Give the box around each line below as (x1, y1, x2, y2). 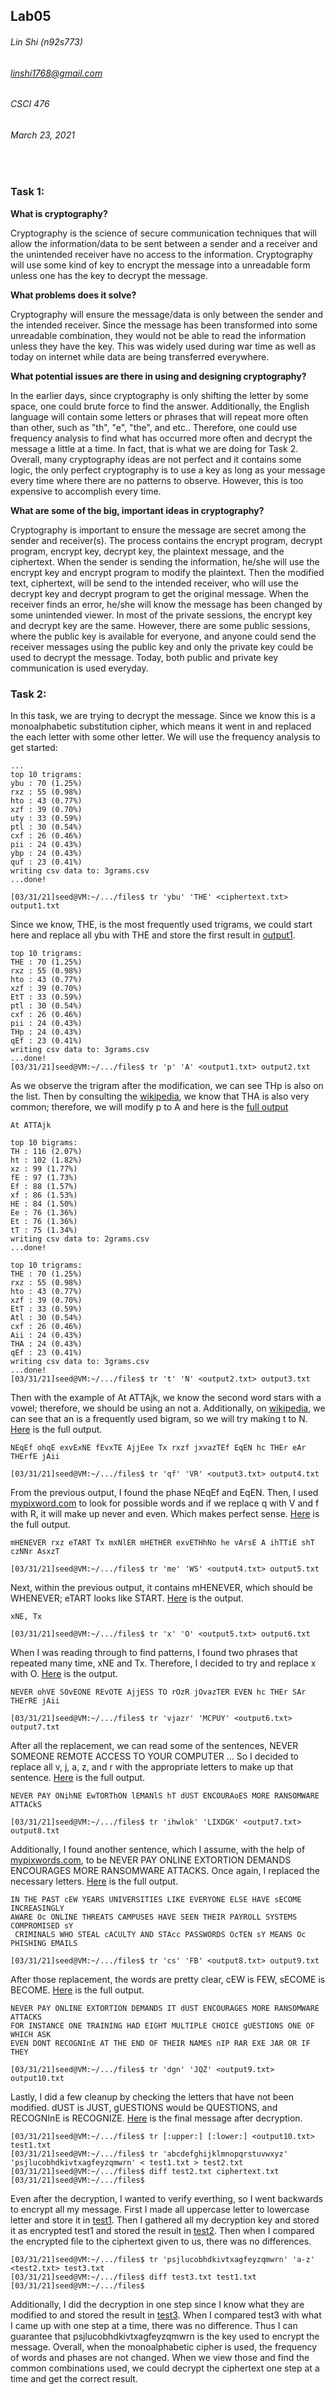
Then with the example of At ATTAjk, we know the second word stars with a (10, 1392, 322, 1404)
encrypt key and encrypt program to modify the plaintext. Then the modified (10, 566, 325, 578)
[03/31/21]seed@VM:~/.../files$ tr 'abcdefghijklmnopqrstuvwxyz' (10, 2149, 288, 2159)
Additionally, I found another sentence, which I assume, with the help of (10, 1844, 306, 1856)
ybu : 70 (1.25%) (10, 779, 83, 789)
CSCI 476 (10, 98, 50, 110)
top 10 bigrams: (10, 1138, 78, 1148)
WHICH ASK (10, 2030, 52, 2040)
